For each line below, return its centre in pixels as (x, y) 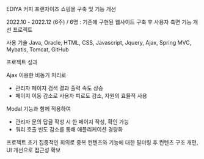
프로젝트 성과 (22, 62)
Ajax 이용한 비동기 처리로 (36, 75)
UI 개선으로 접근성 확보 (34, 150)
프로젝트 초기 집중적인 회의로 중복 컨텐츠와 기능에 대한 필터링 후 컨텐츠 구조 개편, (102, 142)
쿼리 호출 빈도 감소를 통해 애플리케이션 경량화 (69, 129)
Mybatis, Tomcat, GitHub (38, 50)
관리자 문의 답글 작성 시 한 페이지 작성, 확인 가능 (72, 122)
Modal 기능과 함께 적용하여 (39, 109)
